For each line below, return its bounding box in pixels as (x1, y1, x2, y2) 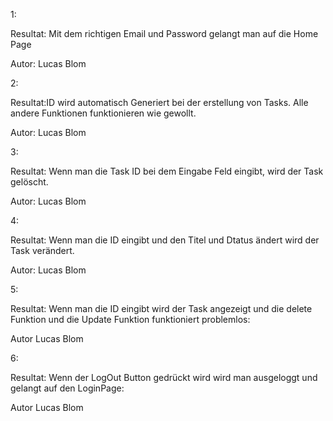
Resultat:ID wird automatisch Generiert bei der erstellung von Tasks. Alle (10, 97, 309, 108)
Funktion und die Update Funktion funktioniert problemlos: (10, 314, 251, 325)
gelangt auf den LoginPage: (10, 382, 125, 394)
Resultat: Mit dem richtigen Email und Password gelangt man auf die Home (10, 28, 319, 39)
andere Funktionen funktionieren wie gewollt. (10, 107, 197, 119)
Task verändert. (10, 245, 75, 256)
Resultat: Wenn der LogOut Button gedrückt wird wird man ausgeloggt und (10, 372, 318, 383)
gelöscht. (10, 176, 49, 188)
